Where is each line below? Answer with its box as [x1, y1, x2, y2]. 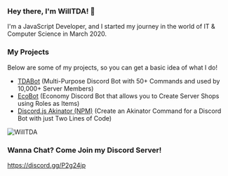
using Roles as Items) [17, 99, 80, 107]
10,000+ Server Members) [17, 84, 94, 93]
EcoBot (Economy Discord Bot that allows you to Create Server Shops [17, 91, 220, 100]
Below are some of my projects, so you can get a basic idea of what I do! [7, 63, 217, 72]
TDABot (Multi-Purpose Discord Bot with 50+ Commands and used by [17, 76, 220, 85]
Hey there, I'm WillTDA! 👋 [7, 6, 95, 16]
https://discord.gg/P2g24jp [7, 161, 86, 169]
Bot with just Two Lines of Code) [17, 114, 112, 122]
